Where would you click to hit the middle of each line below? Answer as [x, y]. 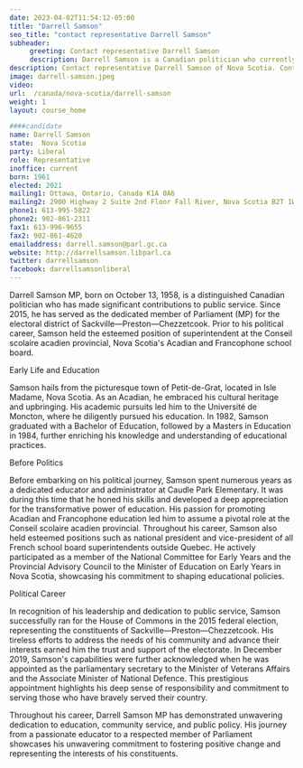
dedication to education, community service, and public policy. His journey [148, 725]
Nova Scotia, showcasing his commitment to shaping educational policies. [147, 576]
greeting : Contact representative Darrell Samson [124, 52]
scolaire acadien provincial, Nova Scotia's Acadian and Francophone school [151, 343]
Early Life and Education [55, 370]
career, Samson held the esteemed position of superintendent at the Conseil [151, 333]
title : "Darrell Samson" [56, 26]
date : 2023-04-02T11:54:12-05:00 [72, 18]
